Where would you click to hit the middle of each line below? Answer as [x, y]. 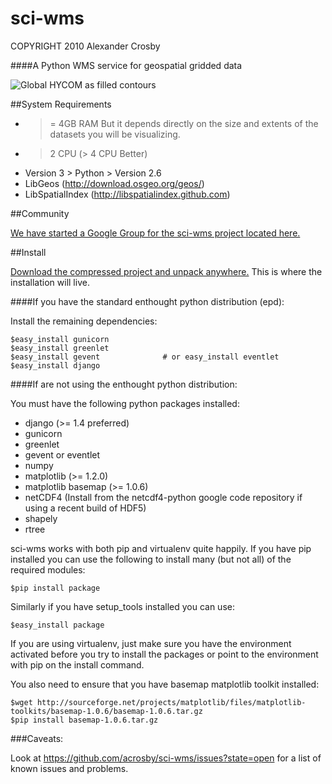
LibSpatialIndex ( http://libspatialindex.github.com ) [127, 194]
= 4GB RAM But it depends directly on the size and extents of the [184, 123]
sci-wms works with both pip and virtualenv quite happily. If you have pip [161, 548]
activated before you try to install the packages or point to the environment [164, 654]
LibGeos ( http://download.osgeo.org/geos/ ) [114, 183]
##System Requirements [61, 104]
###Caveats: [37, 738]
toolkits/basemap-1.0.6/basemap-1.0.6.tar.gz [106, 711]
